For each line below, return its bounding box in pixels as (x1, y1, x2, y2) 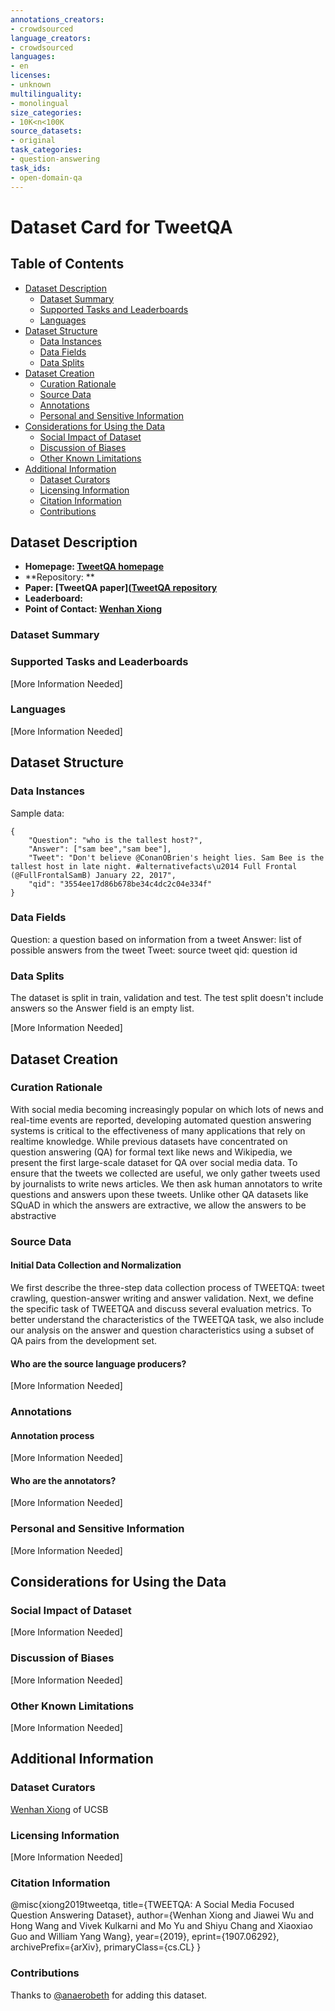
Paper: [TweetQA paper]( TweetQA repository (24, 582, 218, 594)
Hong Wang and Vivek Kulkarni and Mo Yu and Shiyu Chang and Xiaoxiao (10, 1920, 313, 1932)
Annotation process (10, 1429, 95, 1441)
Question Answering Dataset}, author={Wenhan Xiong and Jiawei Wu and (10, 1909, 315, 1921)
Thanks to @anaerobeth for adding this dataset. (10, 1989, 208, 2001)
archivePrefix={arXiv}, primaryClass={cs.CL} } (10, 1941, 202, 1953)
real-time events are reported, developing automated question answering (10, 1114, 312, 1126)
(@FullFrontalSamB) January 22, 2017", (10, 870, 177, 880)
